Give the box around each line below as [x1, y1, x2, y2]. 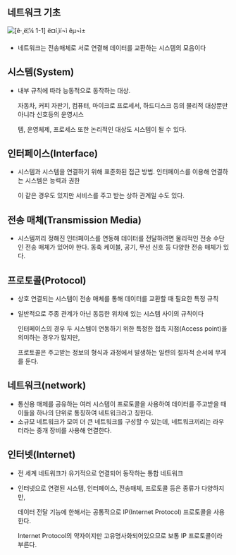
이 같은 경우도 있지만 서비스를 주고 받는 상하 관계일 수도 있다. [17, 191, 185, 200]
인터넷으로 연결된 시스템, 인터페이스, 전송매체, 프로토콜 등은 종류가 [17, 484, 200, 492]
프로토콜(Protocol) [7, 274, 87, 286]
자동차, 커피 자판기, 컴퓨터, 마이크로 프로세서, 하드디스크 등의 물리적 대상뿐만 [17, 101, 228, 109]
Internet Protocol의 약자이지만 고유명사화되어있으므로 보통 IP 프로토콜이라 [17, 531, 223, 539]
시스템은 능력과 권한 [25, 176, 80, 185]
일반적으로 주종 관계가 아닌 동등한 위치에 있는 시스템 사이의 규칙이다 [17, 310, 204, 318]
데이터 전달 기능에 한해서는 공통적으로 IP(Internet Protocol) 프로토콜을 [17, 507, 212, 516]
